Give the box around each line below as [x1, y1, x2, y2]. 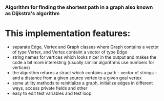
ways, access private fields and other [12, 85, 88, 91]
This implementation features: [5, 28, 131, 39]
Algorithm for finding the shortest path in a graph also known [5, 4, 153, 11]
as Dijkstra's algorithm [5, 10, 60, 17]
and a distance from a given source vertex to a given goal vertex [12, 75, 142, 81]
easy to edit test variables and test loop [12, 90, 92, 96]
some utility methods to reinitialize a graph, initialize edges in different [12, 80, 153, 86]
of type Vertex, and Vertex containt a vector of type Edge [12, 49, 127, 55]
